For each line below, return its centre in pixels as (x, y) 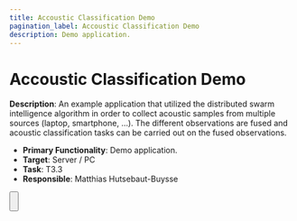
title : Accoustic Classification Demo (82, 18)
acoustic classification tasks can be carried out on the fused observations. (148, 133)
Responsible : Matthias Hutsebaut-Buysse (100, 179)
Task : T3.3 (42, 170)
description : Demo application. (70, 34)
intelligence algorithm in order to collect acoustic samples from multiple (143, 114)
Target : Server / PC (59, 160)
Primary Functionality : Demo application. (100, 151)
